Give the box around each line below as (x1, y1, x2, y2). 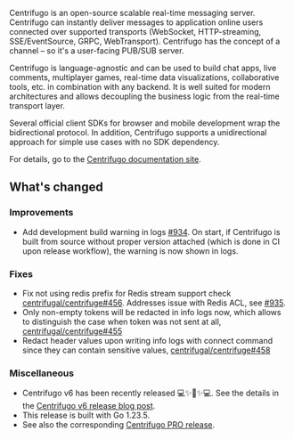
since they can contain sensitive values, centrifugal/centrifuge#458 (21, 345, 271, 355)
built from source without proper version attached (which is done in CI (21, 236, 281, 247)
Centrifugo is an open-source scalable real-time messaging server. (9, 8, 256, 18)
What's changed (9, 180, 104, 195)
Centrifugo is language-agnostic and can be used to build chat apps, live (9, 62, 277, 73)
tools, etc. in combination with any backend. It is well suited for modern (9, 82, 271, 92)
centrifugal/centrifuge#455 (21, 325, 123, 337)
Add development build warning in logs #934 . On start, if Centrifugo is (21, 226, 281, 237)
